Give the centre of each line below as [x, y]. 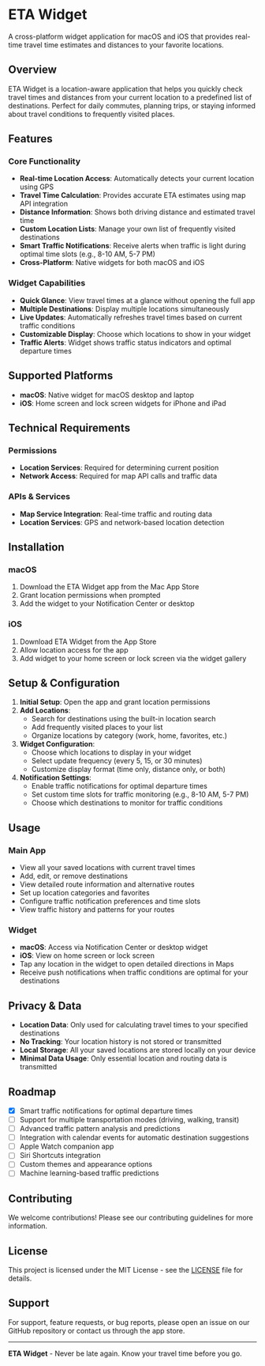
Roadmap [32, 1092]
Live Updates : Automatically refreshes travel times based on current [131, 317]
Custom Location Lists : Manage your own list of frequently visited [127, 229]
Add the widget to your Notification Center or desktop [107, 604]
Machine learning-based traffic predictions [89, 1173]
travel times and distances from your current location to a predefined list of [130, 97]
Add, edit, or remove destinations [74, 876]
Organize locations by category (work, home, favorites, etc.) [129, 736]
